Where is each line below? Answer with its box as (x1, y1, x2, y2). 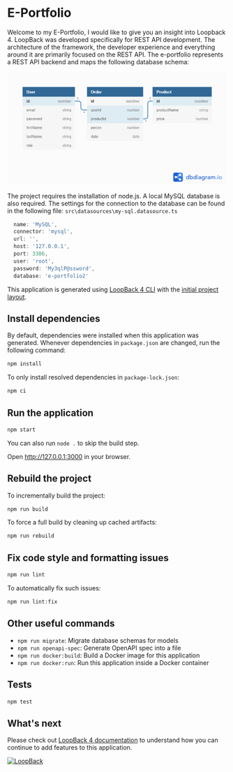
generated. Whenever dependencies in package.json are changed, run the (7, 339, 220, 347)
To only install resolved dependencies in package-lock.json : (7, 373, 180, 381)
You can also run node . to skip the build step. (7, 439, 140, 447)
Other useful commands (7, 618, 115, 629)
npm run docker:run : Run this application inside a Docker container (17, 658, 209, 667)
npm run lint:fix (7, 599, 58, 606)
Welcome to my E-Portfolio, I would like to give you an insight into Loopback (7, 28, 226, 36)
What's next (7, 718, 61, 729)
